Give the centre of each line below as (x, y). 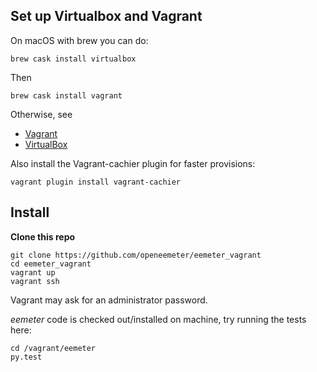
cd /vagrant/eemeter (53, 348)
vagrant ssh (35, 281)
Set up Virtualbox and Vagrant (106, 16)
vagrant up (33, 272)
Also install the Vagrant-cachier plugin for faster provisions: (133, 163)
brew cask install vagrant (66, 95)
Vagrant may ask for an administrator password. (109, 300)
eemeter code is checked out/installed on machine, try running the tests (158, 319)
